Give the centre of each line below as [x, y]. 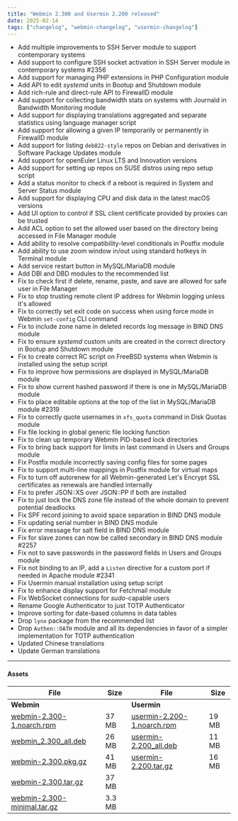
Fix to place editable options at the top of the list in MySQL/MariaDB [117, 402]
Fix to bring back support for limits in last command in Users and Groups [124, 447]
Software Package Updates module [69, 153]
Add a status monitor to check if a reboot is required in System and [115, 183]
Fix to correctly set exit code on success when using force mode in [115, 311]
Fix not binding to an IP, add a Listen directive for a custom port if [114, 568]
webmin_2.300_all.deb [49, 741]
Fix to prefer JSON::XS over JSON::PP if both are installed [102, 493]
